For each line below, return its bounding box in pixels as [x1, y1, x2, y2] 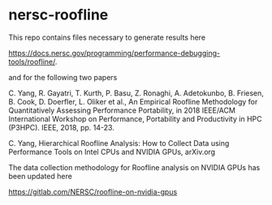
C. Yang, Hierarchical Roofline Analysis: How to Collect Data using [8, 138, 230, 147]
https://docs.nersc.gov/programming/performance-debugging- [8, 48, 221, 58]
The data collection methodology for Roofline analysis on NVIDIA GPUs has [8, 162, 261, 172]
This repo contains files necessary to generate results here [8, 32, 205, 42]
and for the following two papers [8, 72, 118, 82]
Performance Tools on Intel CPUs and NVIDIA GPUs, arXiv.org [8, 147, 216, 156]
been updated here [8, 171, 73, 181]
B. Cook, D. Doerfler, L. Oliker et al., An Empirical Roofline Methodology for [8, 96, 258, 106]
